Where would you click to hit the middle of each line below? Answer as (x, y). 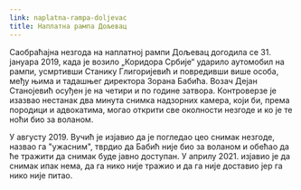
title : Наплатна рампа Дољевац (68, 26)
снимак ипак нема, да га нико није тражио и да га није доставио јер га (146, 166)
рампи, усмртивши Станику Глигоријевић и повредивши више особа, (144, 71)
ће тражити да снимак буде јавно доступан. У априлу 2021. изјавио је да (150, 156)
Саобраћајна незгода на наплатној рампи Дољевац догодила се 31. (140, 52)
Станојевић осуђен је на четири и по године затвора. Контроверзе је (143, 90)
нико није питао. (41, 175)
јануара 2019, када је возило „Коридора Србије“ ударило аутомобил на (147, 62)
